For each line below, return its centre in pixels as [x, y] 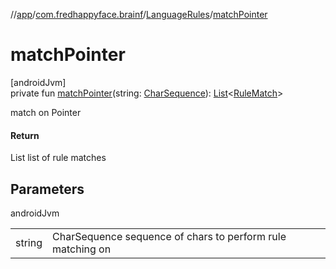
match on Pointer [46, 112]
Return [25, 135]
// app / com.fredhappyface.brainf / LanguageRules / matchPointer [139, 14]
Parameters [47, 189]
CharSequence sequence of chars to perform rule [169, 236]
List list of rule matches [58, 158]
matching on [82, 249]
